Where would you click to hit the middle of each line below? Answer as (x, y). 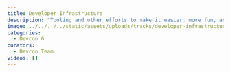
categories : (24, 33)
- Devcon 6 (29, 39)
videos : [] (23, 58)
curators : (21, 45)
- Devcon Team (33, 52)
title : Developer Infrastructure (55, 13)
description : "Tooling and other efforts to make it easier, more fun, (112, 20)
